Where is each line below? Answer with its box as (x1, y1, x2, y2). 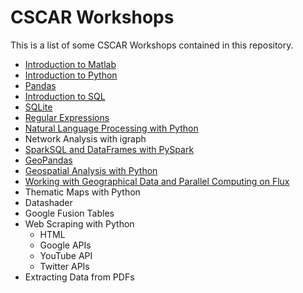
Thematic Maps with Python (24, 186, 141, 198)
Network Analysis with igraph (24, 132, 147, 145)
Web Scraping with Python (24, 217, 135, 230)
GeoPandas (24, 154, 73, 166)
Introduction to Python (24, 69, 118, 81)
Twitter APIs (39, 260, 90, 272)
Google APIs (39, 239, 92, 251)
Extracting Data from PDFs (24, 271, 135, 283)
